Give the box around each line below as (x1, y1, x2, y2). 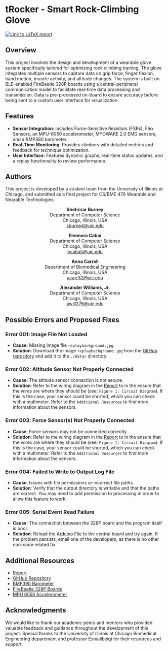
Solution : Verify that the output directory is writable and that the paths (12, 485, 159, 491)
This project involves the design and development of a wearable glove (5, 59, 152, 66)
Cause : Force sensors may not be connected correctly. (12, 428, 128, 435)
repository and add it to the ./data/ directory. (12, 353, 108, 359)
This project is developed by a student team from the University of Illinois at (5, 186, 163, 192)
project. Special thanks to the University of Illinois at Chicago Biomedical (5, 630, 157, 636)
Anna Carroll (71, 258, 99, 265)
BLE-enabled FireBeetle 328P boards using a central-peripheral (5, 81, 138, 87)
